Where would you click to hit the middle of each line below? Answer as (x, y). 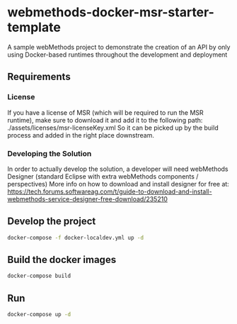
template (34, 27)
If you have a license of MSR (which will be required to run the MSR (105, 112)
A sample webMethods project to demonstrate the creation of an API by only (119, 47)
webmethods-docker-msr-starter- (111, 12)
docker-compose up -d (39, 315)
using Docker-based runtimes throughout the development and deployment (117, 55)
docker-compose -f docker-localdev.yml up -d (75, 238)
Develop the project (52, 222)
